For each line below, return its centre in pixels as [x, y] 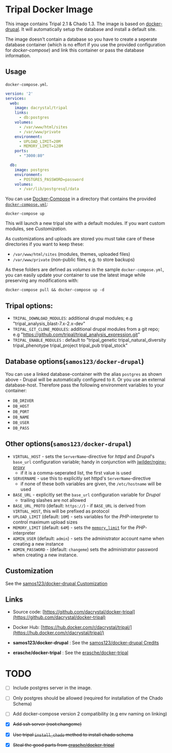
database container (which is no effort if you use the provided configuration [85, 44]
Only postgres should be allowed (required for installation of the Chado [88, 698]
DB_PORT [21, 412]
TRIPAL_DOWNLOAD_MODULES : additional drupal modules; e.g [73, 318]
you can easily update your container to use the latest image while [75, 275]
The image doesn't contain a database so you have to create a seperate [81, 39]
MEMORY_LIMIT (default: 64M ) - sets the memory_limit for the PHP [79, 527]
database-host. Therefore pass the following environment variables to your [85, 385]
